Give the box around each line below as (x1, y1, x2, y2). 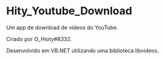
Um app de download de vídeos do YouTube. (6, 24, 118, 31)
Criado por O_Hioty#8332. (6, 35, 73, 42)
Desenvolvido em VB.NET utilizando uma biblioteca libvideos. (6, 46, 159, 54)
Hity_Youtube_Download (6, 4, 132, 18)
